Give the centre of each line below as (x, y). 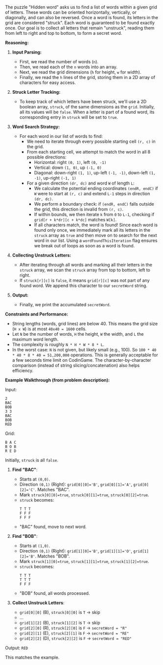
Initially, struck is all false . (32, 460)
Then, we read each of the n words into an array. (68, 67)
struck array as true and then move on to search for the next (96, 235)
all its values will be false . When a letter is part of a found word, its (87, 112)
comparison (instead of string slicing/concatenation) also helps (76, 365)
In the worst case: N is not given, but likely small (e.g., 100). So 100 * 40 (84, 350)
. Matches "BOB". (52, 556)
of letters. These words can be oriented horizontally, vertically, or (71, 12)
